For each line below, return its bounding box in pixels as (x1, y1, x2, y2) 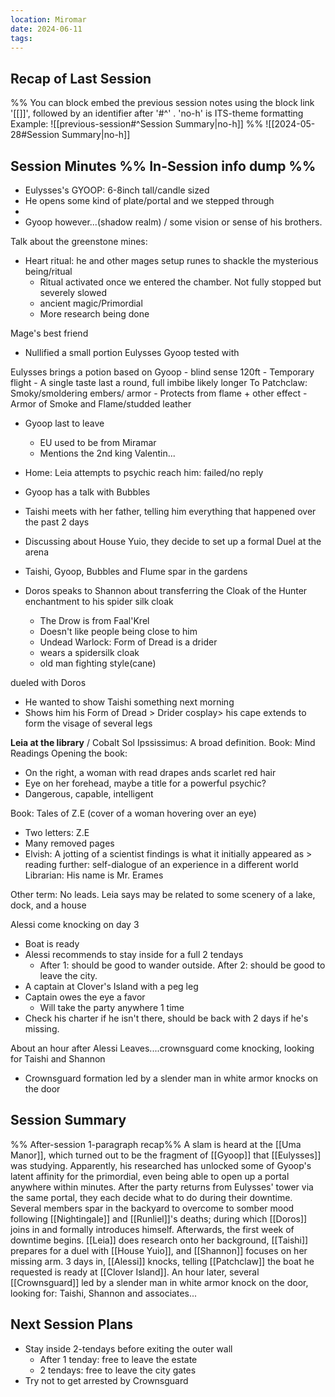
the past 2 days (24, 516, 90, 528)
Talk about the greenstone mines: (10, 236, 148, 247)
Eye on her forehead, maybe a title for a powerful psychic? (24, 777, 267, 789)
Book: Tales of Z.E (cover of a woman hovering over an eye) (10, 807, 257, 819)
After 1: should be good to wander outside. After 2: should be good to (39, 959, 326, 971)
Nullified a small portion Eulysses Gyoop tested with (24, 347, 240, 358)
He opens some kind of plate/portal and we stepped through (24, 195, 275, 206)
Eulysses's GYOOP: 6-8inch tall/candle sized (24, 184, 210, 196)
